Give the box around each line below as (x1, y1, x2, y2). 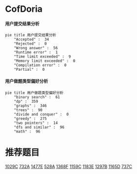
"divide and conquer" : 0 (14, 112, 69, 116)
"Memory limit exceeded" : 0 (14, 58, 76, 63)
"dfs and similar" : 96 (14, 124, 65, 130)
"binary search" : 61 (14, 94, 60, 99)
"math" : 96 (14, 129, 41, 134)
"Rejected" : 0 (14, 41, 47, 46)
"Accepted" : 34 (14, 37, 49, 42)
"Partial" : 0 (14, 67, 45, 72)
